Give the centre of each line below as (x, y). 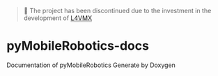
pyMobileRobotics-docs (78, 46)
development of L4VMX (57, 18)
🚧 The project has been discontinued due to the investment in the (117, 11)
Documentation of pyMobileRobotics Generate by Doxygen (91, 65)
